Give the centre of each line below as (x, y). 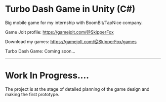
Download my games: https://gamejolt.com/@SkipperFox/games (71, 41)
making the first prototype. (32, 94)
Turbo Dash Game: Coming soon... (40, 51)
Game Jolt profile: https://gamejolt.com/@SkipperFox (60, 32)
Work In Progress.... (47, 76)
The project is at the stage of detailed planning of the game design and (77, 89)
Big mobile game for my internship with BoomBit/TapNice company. (74, 23)
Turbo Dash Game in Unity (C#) (70, 9)
